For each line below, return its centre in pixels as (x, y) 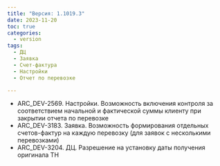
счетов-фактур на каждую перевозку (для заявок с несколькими (114, 133)
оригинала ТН (38, 155)
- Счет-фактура (35, 65)
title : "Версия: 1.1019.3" (46, 13)
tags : (15, 46)
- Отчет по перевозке (45, 78)
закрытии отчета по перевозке (63, 118)
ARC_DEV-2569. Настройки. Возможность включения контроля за (115, 104)
